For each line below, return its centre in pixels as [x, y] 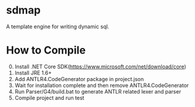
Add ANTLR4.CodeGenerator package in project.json [79, 79]
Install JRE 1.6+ [33, 73]
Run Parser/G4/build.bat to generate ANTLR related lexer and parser [98, 91]
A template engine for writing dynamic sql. [58, 26]
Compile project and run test [49, 98]
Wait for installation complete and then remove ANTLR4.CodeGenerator [102, 85]
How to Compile [46, 50]
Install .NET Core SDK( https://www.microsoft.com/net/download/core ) [100, 66]
